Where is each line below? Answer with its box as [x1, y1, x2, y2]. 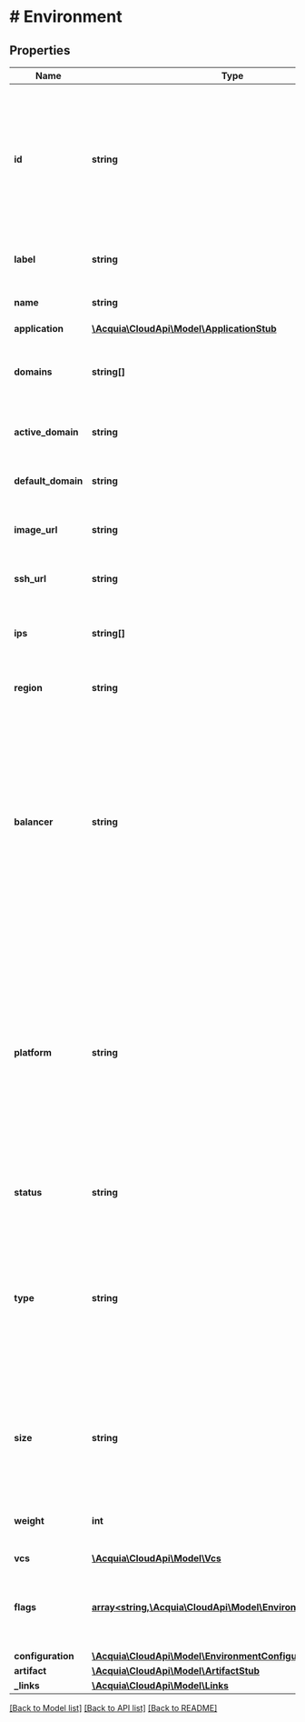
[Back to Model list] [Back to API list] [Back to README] [9, 1703, 218, 1713]
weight [14, 1515, 45, 1527]
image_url [14, 524, 58, 536]
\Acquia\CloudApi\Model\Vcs [92, 1552, 221, 1565]
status [14, 1186, 43, 1198]
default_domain [14, 475, 84, 487]
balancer [14, 816, 54, 828]
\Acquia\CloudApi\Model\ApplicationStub [92, 323, 277, 335]
